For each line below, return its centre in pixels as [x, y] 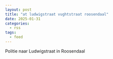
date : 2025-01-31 [23, 19]
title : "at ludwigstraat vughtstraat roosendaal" [57, 14]
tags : [11, 32]
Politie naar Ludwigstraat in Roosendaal [45, 51]
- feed [16, 37]
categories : [17, 23]
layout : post [18, 10]
